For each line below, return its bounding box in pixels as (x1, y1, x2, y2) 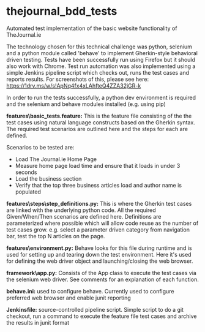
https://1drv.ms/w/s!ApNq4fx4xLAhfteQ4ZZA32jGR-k (6, 81, 141, 89)
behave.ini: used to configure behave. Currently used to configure (6, 287, 174, 295)
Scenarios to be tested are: (6, 143, 75, 151)
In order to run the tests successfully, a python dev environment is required (6, 94, 196, 101)
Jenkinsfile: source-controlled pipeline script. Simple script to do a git (6, 306, 184, 313)
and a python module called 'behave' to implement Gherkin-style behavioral (6, 49, 198, 56)
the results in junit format (6, 319, 70, 326)
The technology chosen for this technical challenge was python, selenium (6, 43, 193, 50)
